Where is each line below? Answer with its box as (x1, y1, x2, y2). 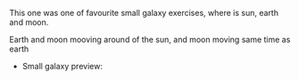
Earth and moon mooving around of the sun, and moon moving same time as (9, 35, 291, 44)
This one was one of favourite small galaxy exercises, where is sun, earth (9, 8, 279, 18)
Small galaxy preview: (21, 61, 103, 71)
